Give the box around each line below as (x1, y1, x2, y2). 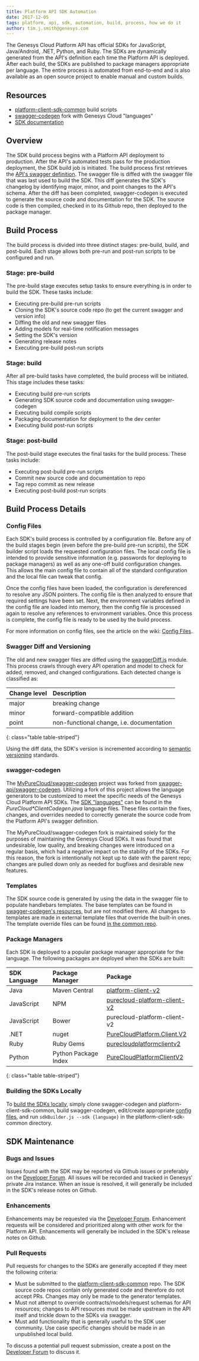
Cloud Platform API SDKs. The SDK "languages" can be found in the (6, 798, 172, 805)
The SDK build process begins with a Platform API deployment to (6, 151, 165, 158)
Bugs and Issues (6, 1154, 55, 1163)
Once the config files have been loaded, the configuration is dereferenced (6, 585, 187, 592)
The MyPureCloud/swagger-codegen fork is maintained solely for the (6, 829, 176, 836)
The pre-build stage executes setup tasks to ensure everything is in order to (6, 282, 192, 289)
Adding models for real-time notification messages (14, 325, 139, 332)
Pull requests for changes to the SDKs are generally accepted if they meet (6, 1262, 187, 1270)
